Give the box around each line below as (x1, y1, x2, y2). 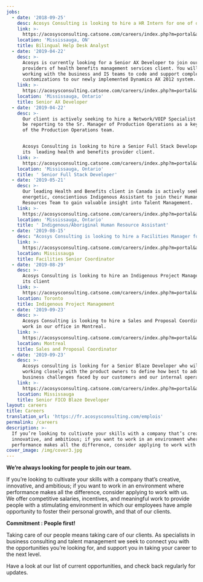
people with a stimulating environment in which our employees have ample (6, 501, 192, 509)
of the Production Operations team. (22, 127, 115, 133)
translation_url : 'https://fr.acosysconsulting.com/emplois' (6, 414, 164, 420)
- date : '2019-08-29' (11, 262, 66, 268)
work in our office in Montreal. (22, 323, 107, 330)
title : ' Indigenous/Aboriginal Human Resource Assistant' (17, 222, 169, 228)
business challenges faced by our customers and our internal (22, 374, 182, 380)
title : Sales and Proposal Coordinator (17, 346, 118, 352)
